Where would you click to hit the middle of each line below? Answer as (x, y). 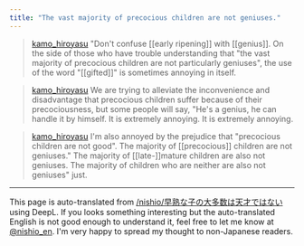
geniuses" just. (59, 175)
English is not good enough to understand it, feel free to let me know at (142, 222)
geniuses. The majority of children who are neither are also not (149, 165)
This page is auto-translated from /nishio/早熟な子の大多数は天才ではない (146, 202)
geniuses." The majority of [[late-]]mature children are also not (148, 156)
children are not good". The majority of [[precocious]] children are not (161, 146)
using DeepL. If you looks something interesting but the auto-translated (142, 212)
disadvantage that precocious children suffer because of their (147, 99)
